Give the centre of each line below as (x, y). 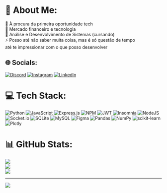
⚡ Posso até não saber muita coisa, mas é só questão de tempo (70, 40)
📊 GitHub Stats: (39, 144)
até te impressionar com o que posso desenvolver (56, 47)
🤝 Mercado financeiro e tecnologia (41, 29)
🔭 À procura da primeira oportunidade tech (49, 24)
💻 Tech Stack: (36, 96)
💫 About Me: (31, 10)
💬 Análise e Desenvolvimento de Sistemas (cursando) (60, 34)
